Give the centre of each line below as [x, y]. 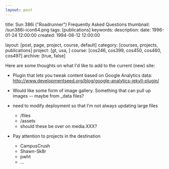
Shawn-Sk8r [33, 151]
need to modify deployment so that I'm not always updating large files [85, 105]
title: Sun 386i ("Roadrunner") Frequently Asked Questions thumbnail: [78, 24]
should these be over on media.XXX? [59, 126]
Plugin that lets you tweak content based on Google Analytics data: [82, 75]
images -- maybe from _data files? [48, 96]
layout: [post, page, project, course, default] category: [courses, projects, [81, 45]
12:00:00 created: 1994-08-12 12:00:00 [59, 35]
